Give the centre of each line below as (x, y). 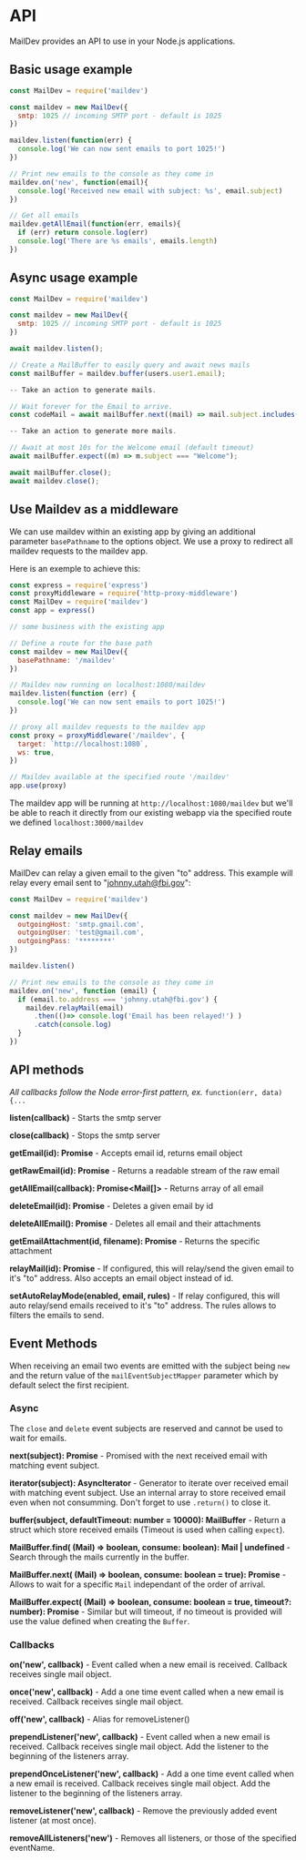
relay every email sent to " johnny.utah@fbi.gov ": (100, 882)
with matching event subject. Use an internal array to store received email (148, 1492)
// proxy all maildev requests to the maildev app (107, 727)
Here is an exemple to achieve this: (75, 568)
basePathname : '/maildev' (67, 660)
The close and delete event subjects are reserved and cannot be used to (147, 1428)
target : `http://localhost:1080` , (83, 744)
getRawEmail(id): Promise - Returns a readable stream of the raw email (144, 1170)
